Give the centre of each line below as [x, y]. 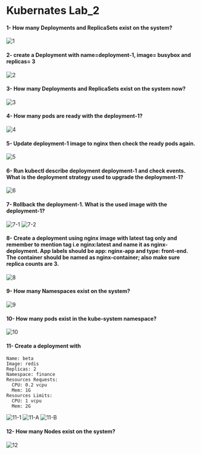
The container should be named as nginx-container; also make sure [93, 257]
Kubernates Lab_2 [53, 11]
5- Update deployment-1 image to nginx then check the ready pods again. [101, 143]
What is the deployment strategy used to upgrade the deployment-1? [95, 177]
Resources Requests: [32, 380]
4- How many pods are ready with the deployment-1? [74, 116]
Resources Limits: [29, 396]
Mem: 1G [21, 390]
